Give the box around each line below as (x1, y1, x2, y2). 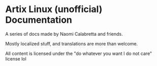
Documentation (5, 14, 73, 26)
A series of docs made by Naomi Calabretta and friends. (5, 31, 123, 37)
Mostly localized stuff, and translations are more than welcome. (5, 40, 138, 46)
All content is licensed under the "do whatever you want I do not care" (5, 50, 152, 56)
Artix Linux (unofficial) (5, 4, 103, 15)
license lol (5, 55, 26, 61)
